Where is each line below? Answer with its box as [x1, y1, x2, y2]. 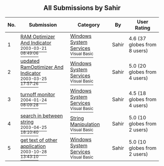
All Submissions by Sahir [43, 4, 121, 12]
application [20, 143, 46, 149]
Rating [135, 24, 150, 31]
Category [77, 21, 100, 28]
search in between [20, 112, 63, 119]
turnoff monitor [20, 91, 55, 98]
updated [20, 57, 40, 64]
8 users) [128, 47, 148, 54]
